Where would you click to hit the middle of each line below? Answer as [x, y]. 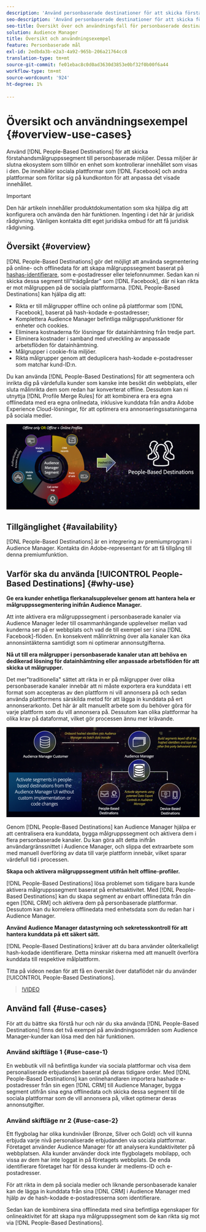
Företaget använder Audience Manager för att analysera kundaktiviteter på [101, 1147]
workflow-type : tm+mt [34, 71]
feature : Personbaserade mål [44, 45]
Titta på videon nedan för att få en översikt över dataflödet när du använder [102, 971]
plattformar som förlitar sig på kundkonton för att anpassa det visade [93, 178]
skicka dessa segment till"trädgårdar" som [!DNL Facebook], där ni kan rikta [103, 281]
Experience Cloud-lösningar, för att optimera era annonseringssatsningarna [102, 409]
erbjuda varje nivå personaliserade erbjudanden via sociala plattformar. [96, 1141]
